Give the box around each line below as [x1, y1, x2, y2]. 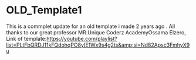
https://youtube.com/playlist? [46, 35, 117, 42]
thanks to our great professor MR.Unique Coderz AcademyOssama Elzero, [6, 29, 186, 36]
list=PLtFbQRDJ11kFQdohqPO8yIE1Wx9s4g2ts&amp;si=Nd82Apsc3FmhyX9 [6, 41, 190, 48]
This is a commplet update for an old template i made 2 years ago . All [6, 23, 175, 30]
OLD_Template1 [6, 3, 82, 17]
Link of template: [6, 35, 47, 42]
